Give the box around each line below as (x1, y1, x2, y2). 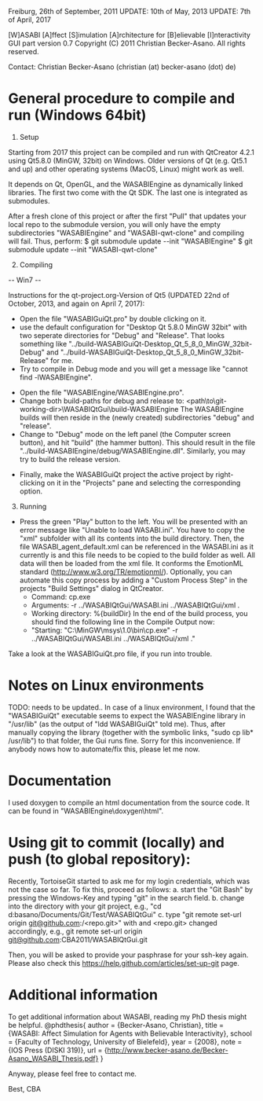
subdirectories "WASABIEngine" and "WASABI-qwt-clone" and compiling (8, 228, 245, 237)
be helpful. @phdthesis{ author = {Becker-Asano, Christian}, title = (8, 1020, 225, 1029)
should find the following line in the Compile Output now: (31, 617, 215, 626)
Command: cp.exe (31, 592, 91, 601)
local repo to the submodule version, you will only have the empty (8, 219, 221, 229)
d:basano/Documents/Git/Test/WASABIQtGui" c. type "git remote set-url (8, 909, 242, 919)
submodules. (8, 196, 50, 205)
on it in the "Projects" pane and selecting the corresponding (46, 478, 241, 487)
